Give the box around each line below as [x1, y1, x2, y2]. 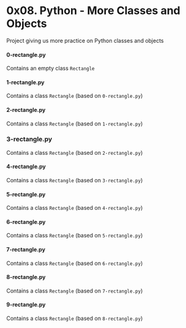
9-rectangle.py [6, 301, 46, 308]
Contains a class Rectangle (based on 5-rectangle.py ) [6, 232, 143, 239]
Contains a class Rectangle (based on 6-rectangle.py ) [6, 259, 143, 267]
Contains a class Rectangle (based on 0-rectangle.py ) [6, 92, 143, 100]
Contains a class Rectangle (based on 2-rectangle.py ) [6, 149, 143, 156]
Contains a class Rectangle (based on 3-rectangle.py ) [6, 177, 143, 184]
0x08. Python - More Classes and [6, 4, 180, 18]
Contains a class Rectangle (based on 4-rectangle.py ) [6, 204, 143, 212]
